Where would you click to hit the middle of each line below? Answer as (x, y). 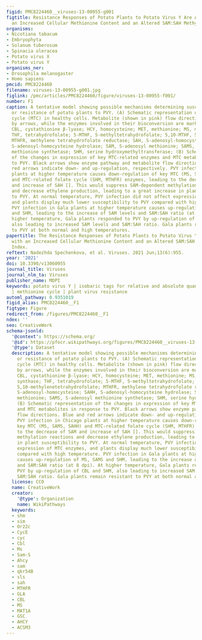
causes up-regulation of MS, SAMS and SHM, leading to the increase (105, 459)
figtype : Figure (26, 309)
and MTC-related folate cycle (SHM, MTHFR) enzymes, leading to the (99, 180)
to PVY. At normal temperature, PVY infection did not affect (91, 196)
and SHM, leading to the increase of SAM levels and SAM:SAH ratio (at (103, 213)
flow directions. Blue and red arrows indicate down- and (91, 415)
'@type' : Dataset (33, 348)
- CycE (20, 533)
